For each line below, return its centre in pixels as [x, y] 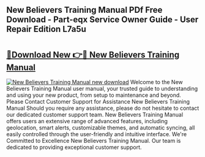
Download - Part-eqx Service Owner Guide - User [102, 20]
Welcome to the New [157, 82]
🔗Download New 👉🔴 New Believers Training [93, 55]
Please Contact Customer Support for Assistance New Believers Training [98, 101]
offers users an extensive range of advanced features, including [87, 121]
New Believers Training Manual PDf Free [84, 10]
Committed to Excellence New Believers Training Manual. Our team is [94, 141]
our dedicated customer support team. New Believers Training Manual [95, 115]
